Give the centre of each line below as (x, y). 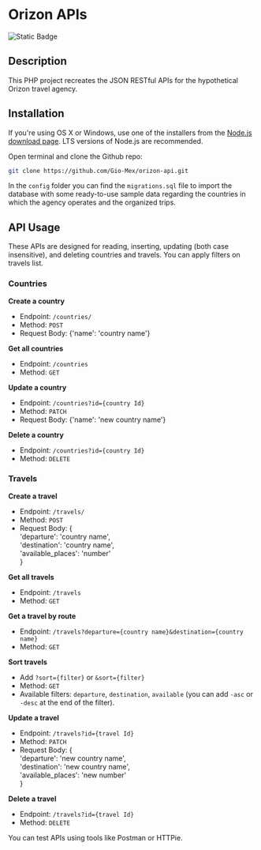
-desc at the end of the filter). (67, 702)
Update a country (37, 387)
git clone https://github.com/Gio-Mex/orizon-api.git (99, 171)
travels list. (26, 263)
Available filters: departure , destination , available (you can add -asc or (136, 694)
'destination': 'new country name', (75, 766)
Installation (36, 113)
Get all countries (36, 348)
